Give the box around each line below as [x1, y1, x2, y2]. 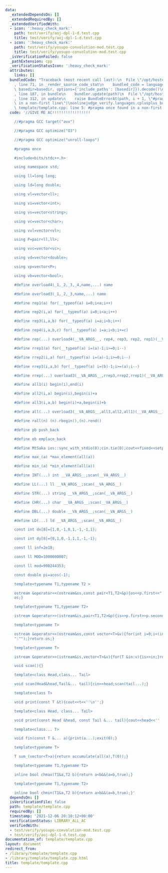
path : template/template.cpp [9, 804, 70, 809]
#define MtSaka [14, 446, 46, 451]
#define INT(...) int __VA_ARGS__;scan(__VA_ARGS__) [14, 473, 126, 478]
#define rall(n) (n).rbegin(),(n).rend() [14, 418, 101, 423]
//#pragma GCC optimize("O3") [14, 128, 77, 133]
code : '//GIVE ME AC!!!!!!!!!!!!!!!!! [9, 110, 91, 116]
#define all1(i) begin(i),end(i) [14, 382, 84, 387]
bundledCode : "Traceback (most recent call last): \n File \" [9, 77, 142, 82]
